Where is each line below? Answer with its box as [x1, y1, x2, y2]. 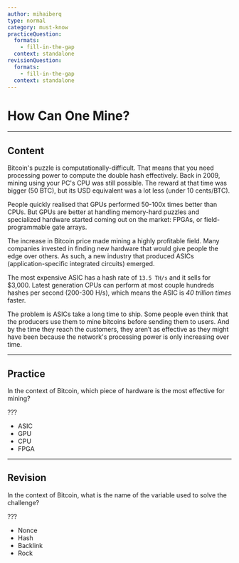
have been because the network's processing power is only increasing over [7, 333, 230, 341]
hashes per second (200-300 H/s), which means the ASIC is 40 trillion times [7, 288, 232, 297]
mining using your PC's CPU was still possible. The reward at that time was [7, 179, 228, 188]
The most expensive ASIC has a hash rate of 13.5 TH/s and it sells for [7, 273, 211, 282]
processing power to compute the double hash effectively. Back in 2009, [7, 171, 221, 180]
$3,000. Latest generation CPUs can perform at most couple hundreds [7, 281, 215, 290]
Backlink [17, 541, 43, 549]
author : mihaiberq [7, 10, 62, 18]
